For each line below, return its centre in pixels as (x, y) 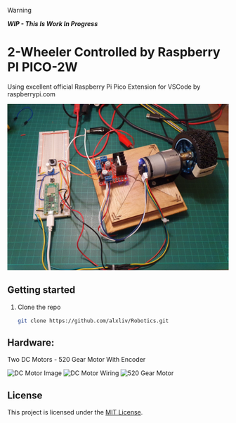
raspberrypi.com (32, 94)
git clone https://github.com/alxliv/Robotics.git (93, 321)
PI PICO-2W (43, 67)
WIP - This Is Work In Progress (53, 24)
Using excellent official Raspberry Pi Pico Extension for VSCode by (104, 87)
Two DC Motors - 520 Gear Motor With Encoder (77, 360)
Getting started (41, 290)
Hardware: (31, 343)
